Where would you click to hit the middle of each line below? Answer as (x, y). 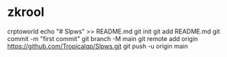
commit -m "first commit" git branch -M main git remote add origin (103, 38)
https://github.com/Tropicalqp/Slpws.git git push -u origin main (98, 46)
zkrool (26, 12)
